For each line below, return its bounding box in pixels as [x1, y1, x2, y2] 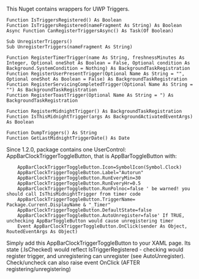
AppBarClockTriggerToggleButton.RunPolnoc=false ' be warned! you [17, 186, 190, 192]
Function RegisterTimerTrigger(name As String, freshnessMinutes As [6, 55, 185, 61]
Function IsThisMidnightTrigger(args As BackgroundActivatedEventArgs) [6, 113, 193, 120]
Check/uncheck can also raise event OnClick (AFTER [6, 259, 140, 266]
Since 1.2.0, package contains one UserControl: [6, 146, 127, 153]
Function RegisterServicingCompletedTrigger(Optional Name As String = [6, 82, 193, 88]
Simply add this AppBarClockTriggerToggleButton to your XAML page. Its [6, 239, 191, 247]
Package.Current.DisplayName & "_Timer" [6, 202, 111, 208]
